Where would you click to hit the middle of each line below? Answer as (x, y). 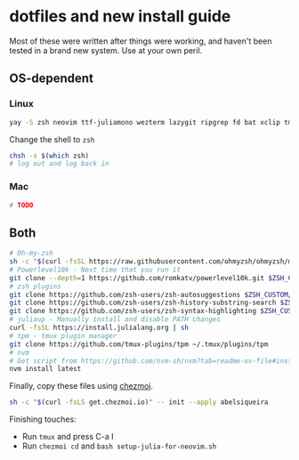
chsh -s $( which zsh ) (49, 156)
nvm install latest (45, 369)
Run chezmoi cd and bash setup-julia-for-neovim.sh (119, 446)
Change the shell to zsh (52, 139)
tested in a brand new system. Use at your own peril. (106, 50)
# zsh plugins (36, 286)
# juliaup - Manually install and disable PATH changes (115, 319)
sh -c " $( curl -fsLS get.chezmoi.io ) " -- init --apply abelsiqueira (139, 402)
